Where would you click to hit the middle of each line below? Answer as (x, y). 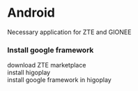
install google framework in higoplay (59, 80)
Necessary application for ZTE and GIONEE (69, 32)
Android (31, 13)
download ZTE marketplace (47, 65)
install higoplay (29, 73)
